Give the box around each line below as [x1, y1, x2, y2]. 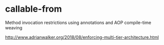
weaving [5, 24, 23, 30]
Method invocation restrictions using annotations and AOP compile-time [5, 20, 152, 25]
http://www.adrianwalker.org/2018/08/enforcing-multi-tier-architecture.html [5, 34, 159, 40]
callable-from [5, 3, 63, 15]
